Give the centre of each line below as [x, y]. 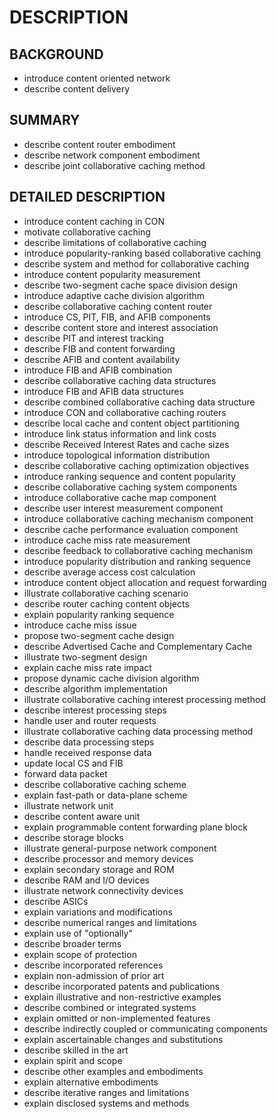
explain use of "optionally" [78, 933]
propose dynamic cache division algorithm [111, 678]
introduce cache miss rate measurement [107, 540]
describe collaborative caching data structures [120, 380]
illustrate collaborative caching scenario [106, 593]
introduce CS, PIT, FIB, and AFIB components [117, 317]
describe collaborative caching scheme [105, 784]
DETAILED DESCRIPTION [87, 197]
